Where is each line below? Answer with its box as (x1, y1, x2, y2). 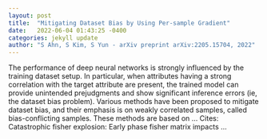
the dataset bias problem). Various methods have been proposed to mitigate (8, 97, 259, 106)
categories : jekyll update (8, 33, 98, 42)
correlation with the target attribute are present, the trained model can (8, 80, 239, 90)
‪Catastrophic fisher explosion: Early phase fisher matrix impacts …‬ (8, 122, 228, 132)
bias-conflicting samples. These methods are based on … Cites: (8, 114, 219, 123)
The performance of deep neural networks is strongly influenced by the (8, 63, 245, 72)
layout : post (8, 11, 52, 20)
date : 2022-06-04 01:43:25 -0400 (8, 26, 127, 34)
